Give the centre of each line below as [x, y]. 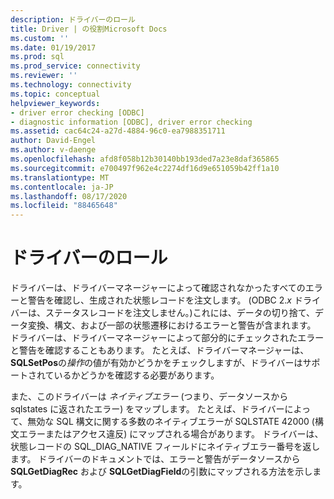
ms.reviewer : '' [44, 76]
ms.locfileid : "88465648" [64, 206]
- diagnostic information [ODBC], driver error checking [131, 122]
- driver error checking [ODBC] [77, 112]
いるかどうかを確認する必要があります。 [136, 375]
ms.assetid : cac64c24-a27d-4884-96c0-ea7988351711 [118, 131]
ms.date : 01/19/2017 [53, 47]
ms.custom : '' [40, 38]
